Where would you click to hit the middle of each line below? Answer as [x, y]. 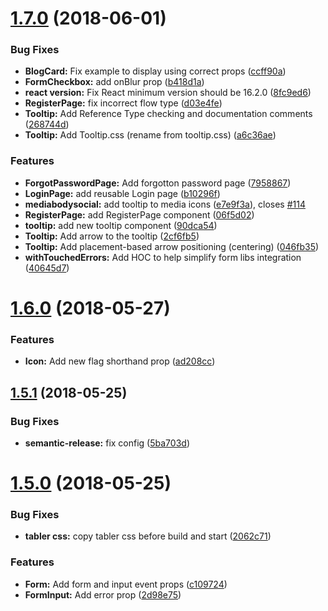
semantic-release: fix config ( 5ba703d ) [107, 443]
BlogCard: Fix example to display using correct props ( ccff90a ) [155, 71]
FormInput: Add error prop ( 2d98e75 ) [103, 594]
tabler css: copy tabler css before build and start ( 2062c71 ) [148, 536]
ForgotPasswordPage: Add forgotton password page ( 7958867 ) [158, 183]
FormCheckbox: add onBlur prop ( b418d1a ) [114, 82]
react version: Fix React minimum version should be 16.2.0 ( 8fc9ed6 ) [168, 93]
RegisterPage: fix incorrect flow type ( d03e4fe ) [123, 103]
